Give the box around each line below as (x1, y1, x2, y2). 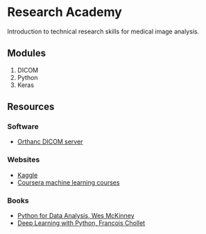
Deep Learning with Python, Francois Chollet (17, 219, 146, 227)
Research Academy (7, 4, 123, 20)
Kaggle (17, 171, 38, 179)
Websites (7, 155, 40, 164)
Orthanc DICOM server (17, 137, 83, 146)
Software (7, 122, 40, 132)
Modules (7, 47, 46, 59)
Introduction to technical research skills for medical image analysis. (7, 27, 200, 36)
